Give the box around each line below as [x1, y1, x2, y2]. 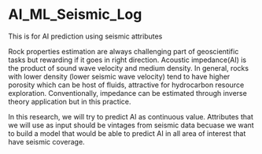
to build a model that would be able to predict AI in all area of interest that [8, 128, 246, 138]
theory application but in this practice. [8, 97, 131, 106]
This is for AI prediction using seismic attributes [8, 31, 163, 41]
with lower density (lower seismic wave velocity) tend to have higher [8, 71, 231, 81]
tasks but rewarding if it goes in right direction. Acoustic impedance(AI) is [8, 55, 247, 64]
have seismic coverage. [8, 137, 85, 146]
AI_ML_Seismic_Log [8, 5, 142, 24]
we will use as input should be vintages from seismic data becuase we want [8, 120, 254, 130]
